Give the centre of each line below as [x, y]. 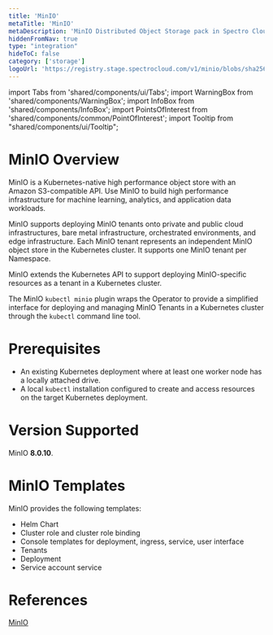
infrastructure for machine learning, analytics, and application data [120, 199]
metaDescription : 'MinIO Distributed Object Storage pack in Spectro [129, 31]
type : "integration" [43, 46]
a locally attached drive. [61, 380]
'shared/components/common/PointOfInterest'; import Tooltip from [121, 118]
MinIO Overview [64, 159]
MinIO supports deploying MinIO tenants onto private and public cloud [126, 224]
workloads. [27, 208]
